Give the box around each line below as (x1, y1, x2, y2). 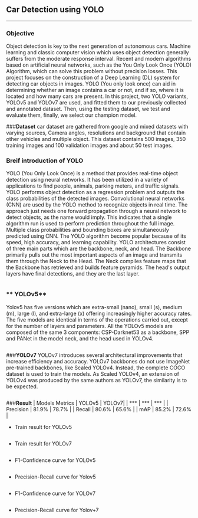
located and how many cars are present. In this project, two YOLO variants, (6, 93, 189, 100)
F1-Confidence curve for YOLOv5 (14, 457, 96, 464)
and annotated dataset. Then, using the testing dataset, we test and (6, 106, 170, 113)
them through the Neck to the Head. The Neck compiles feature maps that (6, 258, 187, 265)
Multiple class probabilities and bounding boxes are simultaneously (6, 227, 169, 234)
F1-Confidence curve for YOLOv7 (14, 490, 96, 497)
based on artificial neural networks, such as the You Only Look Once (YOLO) (6, 61, 192, 68)
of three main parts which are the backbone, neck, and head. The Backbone (6, 245, 192, 253)
